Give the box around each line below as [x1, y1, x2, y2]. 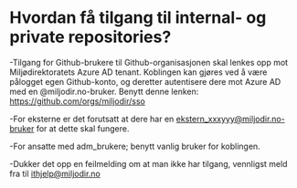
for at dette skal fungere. [36, 122, 130, 134]
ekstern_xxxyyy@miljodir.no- [175, 113, 285, 124]
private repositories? [9, 26, 172, 47]
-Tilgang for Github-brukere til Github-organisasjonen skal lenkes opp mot [9, 57, 289, 68]
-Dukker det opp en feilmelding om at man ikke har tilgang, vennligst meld [9, 158, 288, 169]
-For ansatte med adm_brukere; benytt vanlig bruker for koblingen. [9, 141, 260, 151]
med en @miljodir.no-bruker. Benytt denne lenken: [9, 86, 199, 97]
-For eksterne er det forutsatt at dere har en [9, 113, 175, 124]
